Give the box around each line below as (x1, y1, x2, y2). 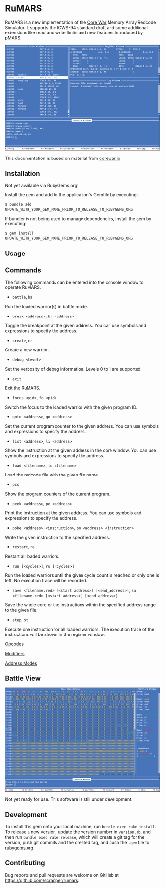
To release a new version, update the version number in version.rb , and (5, 829, 151, 835)
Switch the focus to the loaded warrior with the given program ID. (5, 404, 137, 410)
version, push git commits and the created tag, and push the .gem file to (5, 839, 150, 845)
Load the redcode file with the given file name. (5, 472, 99, 477)
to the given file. (5, 607, 38, 613)
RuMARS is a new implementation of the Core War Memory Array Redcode (5, 19, 156, 25)
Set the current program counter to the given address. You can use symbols (5, 423, 159, 429)
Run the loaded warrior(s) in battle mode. (5, 303, 88, 309)
